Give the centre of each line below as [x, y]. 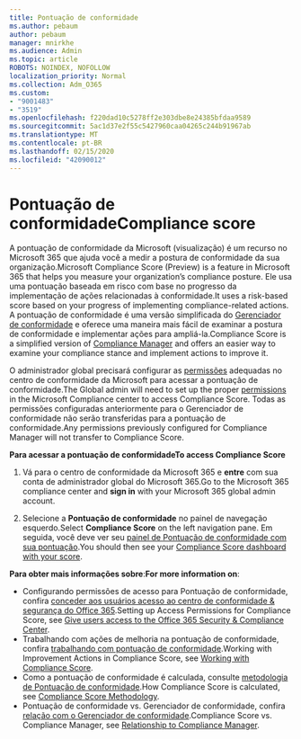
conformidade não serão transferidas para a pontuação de [118, 418]
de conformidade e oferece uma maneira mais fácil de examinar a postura [146, 325]
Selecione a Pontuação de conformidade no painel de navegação [145, 519]
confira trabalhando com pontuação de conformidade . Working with [147, 649]
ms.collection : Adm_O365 [56, 85]
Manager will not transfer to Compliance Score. [97, 438]
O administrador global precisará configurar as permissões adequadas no [146, 370]
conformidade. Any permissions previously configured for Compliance [138, 428]
